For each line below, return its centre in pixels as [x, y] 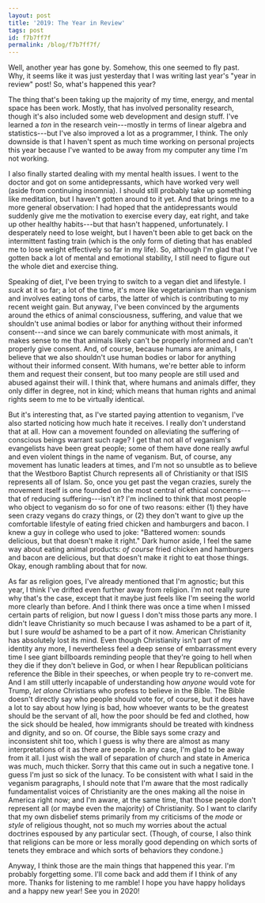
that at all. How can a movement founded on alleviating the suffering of [124, 431]
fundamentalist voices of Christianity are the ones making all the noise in [127, 791]
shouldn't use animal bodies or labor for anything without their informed [125, 324]
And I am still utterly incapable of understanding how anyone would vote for [132, 682]
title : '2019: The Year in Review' [67, 23]
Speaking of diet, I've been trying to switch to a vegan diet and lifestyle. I [127, 282]
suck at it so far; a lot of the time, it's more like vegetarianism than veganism [132, 290]
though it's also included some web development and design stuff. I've [123, 116]
